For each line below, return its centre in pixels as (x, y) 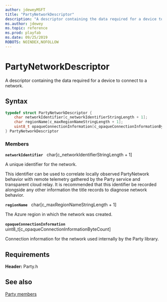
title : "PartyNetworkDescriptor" (40, 14)
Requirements (27, 255)
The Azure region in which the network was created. (59, 215)
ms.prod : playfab (23, 33)
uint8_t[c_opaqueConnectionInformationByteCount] (58, 229)
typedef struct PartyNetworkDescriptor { (49, 113)
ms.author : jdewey (24, 24)
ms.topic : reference (27, 28)
